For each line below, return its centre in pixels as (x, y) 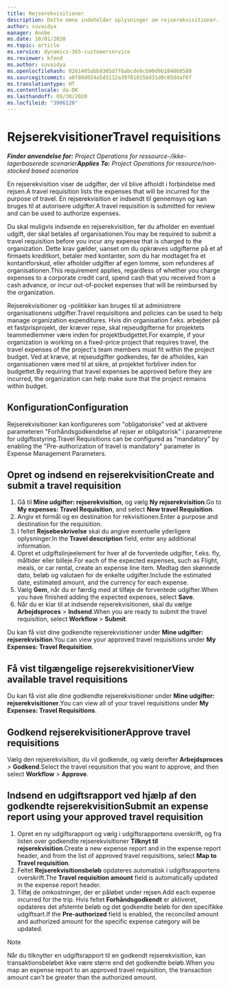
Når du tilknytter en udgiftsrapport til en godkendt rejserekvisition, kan (106, 955)
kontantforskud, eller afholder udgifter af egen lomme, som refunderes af (111, 263)
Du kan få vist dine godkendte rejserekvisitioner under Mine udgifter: (105, 633)
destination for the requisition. (59, 524)
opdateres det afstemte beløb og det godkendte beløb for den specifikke (120, 907)
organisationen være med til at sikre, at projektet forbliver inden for (102, 364)
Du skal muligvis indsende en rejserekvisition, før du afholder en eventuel (111, 226)
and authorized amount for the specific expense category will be (108, 921)
